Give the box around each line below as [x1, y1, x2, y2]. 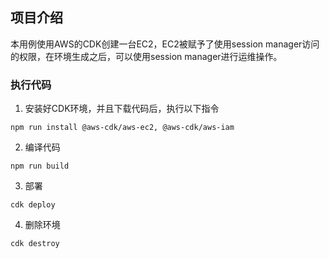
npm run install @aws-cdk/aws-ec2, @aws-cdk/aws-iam [10, 123, 235, 133]
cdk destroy [10, 239, 60, 249]
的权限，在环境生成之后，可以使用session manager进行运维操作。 [10, 50, 283, 62]
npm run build [10, 161, 70, 172]
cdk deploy [10, 200, 56, 210]
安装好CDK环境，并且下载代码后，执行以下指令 [24, 103, 220, 115]
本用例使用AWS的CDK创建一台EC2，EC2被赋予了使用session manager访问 [10, 38, 320, 50]
